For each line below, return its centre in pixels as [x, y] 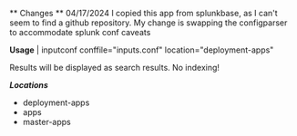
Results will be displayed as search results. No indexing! [115, 68]
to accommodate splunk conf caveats [80, 32]
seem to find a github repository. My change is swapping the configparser [148, 23]
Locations [29, 85]
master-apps [46, 122]
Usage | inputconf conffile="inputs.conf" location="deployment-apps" [142, 50]
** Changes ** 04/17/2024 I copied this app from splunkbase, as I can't [143, 13]
